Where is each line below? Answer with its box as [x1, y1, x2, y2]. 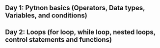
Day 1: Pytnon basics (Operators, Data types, [5, 4, 145, 12]
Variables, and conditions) [5, 12, 87, 20]
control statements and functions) [5, 35, 112, 44]
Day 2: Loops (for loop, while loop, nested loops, [5, 28, 156, 36]
